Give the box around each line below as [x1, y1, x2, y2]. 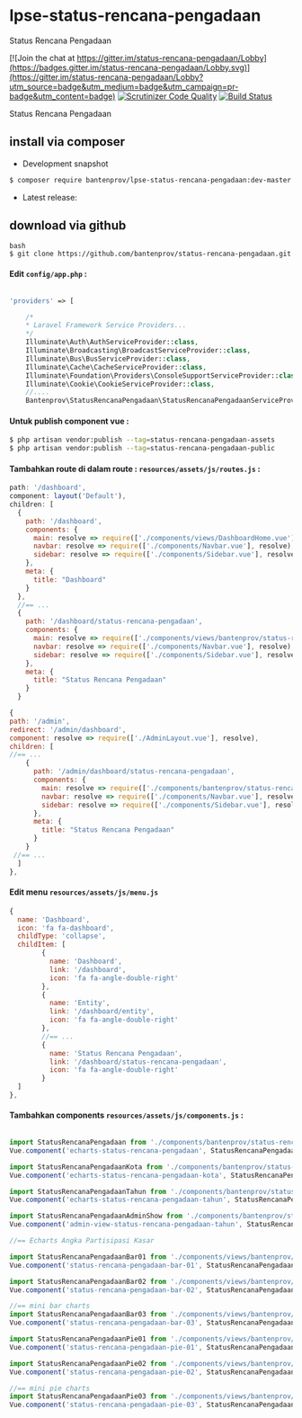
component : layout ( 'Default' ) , [9, 492, 127, 501]
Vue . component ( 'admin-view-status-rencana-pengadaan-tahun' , [9, 1220, 244, 1229]
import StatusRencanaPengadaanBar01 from [9, 1252, 167, 1262]
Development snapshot [22, 158, 109, 169]
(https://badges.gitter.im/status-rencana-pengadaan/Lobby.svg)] [9, 62, 251, 73]
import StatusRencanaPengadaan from [9, 1138, 147, 1147]
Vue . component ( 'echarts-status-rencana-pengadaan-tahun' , [9, 1195, 231, 1205]
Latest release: [22, 192, 78, 202]
